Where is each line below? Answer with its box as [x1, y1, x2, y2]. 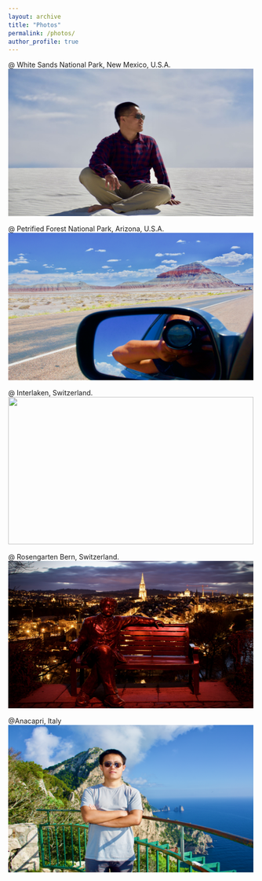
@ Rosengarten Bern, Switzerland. [8, 552, 120, 562]
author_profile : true [8, 38, 79, 46]
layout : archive [8, 13, 61, 20]
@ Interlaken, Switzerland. [8, 388, 93, 398]
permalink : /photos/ [8, 29, 76, 37]
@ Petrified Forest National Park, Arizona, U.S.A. [8, 224, 165, 233]
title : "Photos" [8, 20, 61, 29]
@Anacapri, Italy [8, 716, 62, 726]
